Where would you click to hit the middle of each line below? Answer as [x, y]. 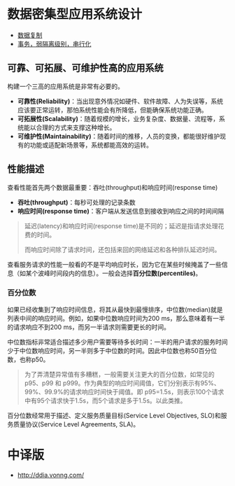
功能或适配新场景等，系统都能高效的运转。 [91, 145]
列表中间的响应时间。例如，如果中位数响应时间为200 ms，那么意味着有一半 [116, 318]
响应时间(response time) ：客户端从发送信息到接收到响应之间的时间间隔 [121, 211]
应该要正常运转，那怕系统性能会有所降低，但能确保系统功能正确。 [112, 110]
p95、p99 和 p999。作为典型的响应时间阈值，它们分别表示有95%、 [122, 383]
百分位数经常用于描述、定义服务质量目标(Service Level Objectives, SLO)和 [114, 415]
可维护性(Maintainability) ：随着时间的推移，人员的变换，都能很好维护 [119, 136]
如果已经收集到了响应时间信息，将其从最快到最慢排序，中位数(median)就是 [115, 310]
